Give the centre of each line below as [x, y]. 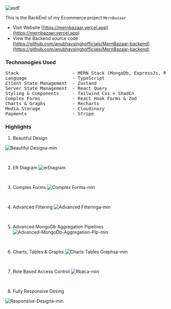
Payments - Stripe [50, 114]
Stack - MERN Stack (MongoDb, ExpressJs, [83, 73]
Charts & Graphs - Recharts [52, 104]
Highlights [18, 127]
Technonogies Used [31, 62]
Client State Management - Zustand [51, 83]
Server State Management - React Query [56, 88]
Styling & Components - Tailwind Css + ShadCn [70, 94]
